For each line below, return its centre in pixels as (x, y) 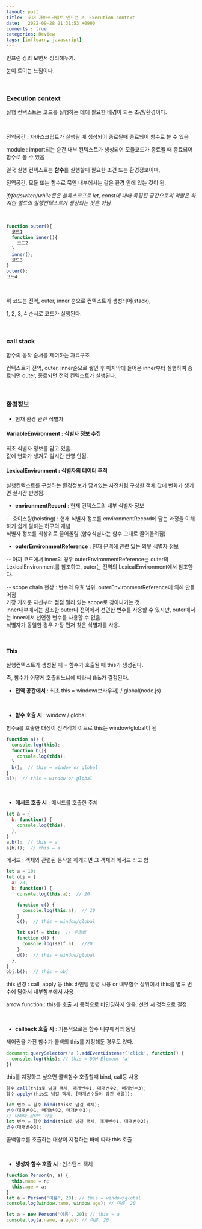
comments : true (26, 29)
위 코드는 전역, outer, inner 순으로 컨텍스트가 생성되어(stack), (79, 301)
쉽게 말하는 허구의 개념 (44, 526)
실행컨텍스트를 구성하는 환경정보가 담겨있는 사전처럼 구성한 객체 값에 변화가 (95, 485)
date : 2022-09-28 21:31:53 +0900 (51, 23)
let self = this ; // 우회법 (51, 933)
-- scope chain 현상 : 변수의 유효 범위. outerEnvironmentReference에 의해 (95, 587)
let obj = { (21, 877)
